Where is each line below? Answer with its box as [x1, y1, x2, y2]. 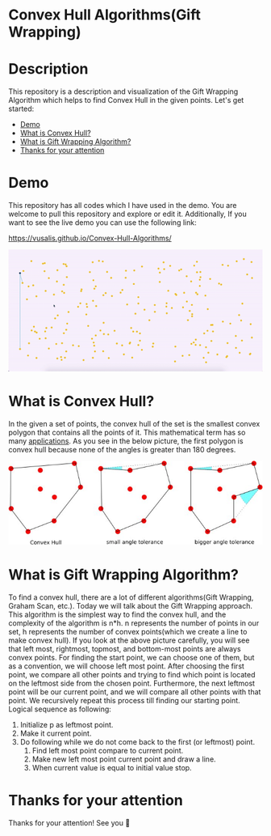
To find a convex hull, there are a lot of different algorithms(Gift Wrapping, [8, 592, 254, 602]
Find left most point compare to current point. [31, 746, 184, 756]
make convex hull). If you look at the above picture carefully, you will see [8, 635, 250, 645]
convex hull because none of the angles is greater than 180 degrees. [8, 444, 236, 454]
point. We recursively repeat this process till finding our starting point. [8, 696, 240, 706]
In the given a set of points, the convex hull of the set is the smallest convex [8, 418, 261, 428]
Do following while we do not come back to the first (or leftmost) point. [19, 737, 256, 747]
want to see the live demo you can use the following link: [8, 218, 197, 227]
